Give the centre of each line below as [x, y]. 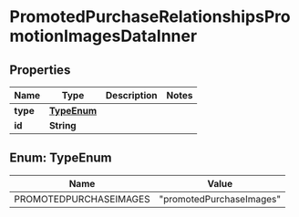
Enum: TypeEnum [61, 158]
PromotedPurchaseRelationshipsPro [150, 17]
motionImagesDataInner [103, 36]
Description [131, 95]
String [62, 125]
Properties [40, 70]
